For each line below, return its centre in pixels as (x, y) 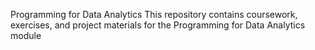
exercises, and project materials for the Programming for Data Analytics (158, 25)
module (26, 35)
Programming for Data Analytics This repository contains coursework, (154, 14)
